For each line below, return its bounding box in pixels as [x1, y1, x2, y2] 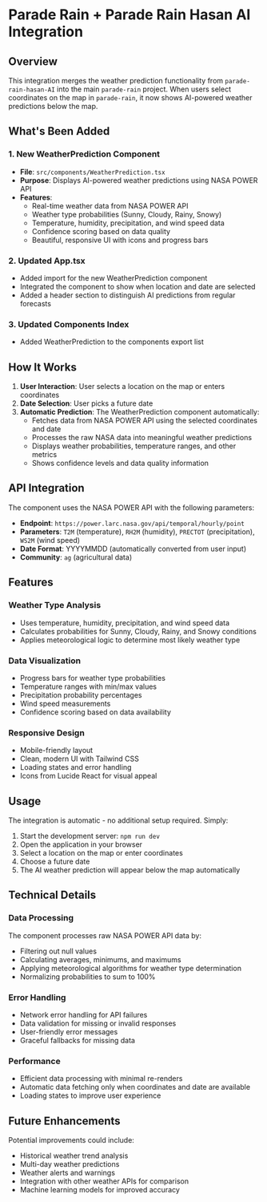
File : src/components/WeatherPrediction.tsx [19, 167, 165, 176]
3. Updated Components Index [8, 318, 130, 330]
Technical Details [8, 888, 97, 902]
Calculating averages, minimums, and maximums [19, 954, 181, 964]
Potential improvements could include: [8, 1135, 134, 1145]
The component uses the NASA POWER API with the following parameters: [8, 503, 255, 512]
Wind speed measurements [19, 698, 111, 708]
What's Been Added [8, 124, 110, 138]
